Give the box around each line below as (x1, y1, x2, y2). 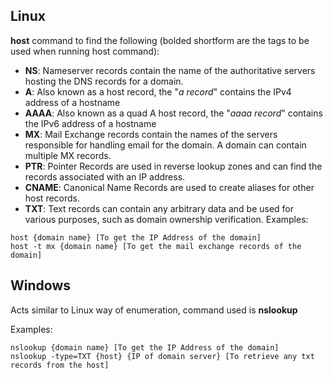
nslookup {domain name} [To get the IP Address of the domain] (10, 342, 280, 353)
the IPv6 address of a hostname (24, 117, 157, 129)
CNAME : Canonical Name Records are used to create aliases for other (24, 181, 315, 193)
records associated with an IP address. (24, 170, 186, 183)
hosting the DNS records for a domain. (24, 75, 184, 87)
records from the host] (10, 360, 110, 370)
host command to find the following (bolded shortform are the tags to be (10, 34, 310, 46)
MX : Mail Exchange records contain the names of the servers (24, 128, 278, 140)
